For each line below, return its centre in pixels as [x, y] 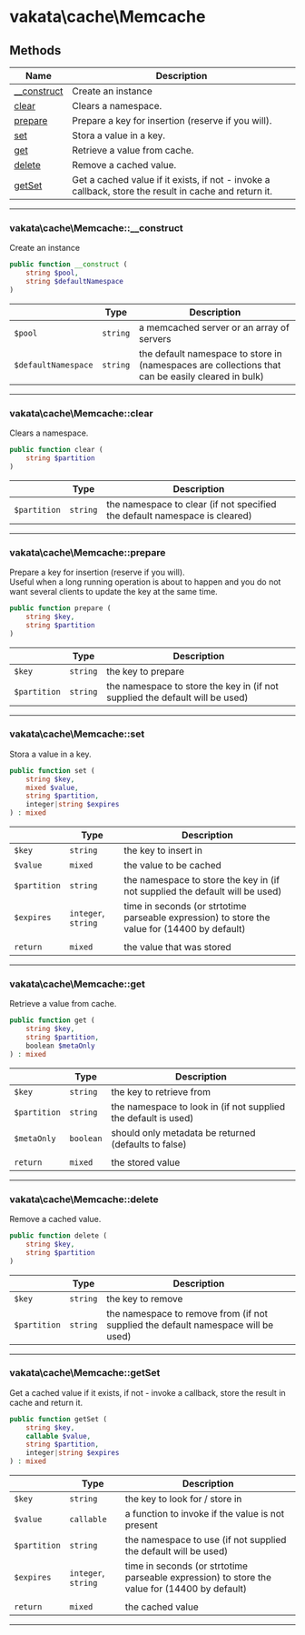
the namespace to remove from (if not [187, 1313]
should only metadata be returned [183, 1132]
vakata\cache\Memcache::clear [81, 413]
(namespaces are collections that [210, 365]
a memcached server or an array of [215, 327]
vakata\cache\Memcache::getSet [85, 1373]
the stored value [146, 1162]
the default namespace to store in [211, 354]
